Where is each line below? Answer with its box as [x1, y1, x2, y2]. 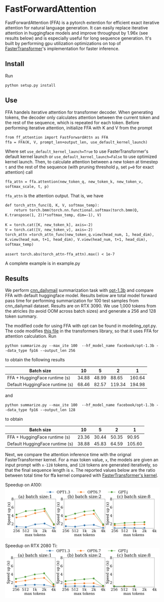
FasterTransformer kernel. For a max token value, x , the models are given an [5, 457, 159, 463]
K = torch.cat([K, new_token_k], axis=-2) [5, 222, 93, 227]
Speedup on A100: [5, 482, 43, 488]
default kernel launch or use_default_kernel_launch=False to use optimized [5, 153, 157, 160]
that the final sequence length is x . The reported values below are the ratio [5, 467, 156, 473]
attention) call [5, 169, 33, 175]
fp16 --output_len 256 [29, 348, 76, 353]
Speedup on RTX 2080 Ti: [5, 542, 58, 549]
